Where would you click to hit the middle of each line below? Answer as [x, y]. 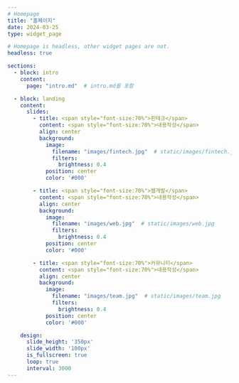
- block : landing [39, 99]
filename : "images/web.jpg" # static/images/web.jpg [133, 224]
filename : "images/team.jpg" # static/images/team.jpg [137, 296]
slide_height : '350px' [60, 342]
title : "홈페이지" [32, 21]
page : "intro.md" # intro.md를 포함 [80, 86]
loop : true [42, 362]
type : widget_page [34, 34]
